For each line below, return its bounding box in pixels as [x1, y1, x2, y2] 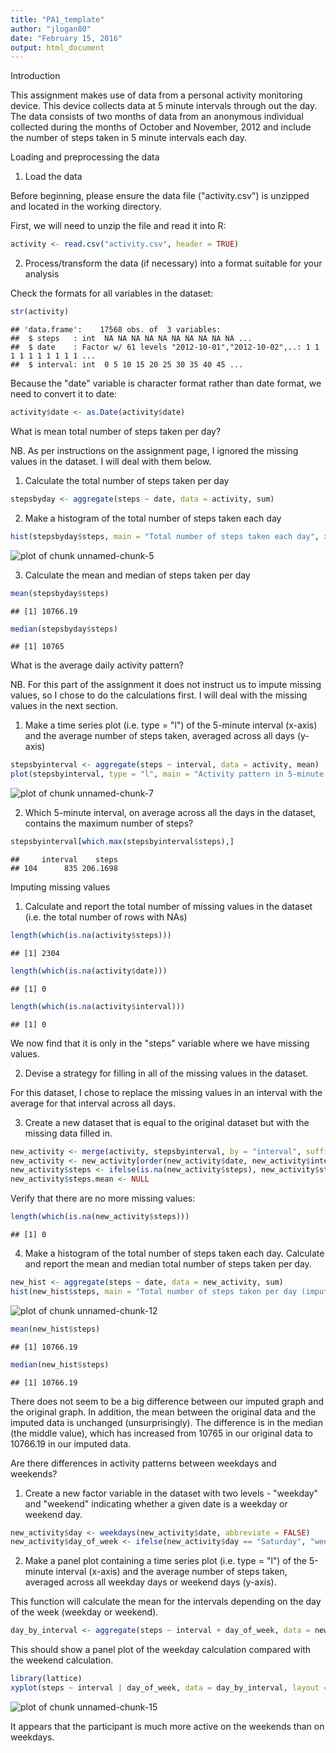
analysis [24, 268, 60, 280]
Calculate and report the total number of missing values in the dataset [24, 901, 313, 912]
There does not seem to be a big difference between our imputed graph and [10, 1395, 324, 1407]
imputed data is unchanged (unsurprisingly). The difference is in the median [10, 1416, 323, 1428]
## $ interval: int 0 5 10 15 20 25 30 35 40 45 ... [10, 360, 244, 370]
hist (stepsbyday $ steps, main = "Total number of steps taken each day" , [10, 531, 320, 541]
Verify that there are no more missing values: [10, 1192, 196, 1205]
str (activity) [10, 307, 70, 317]
